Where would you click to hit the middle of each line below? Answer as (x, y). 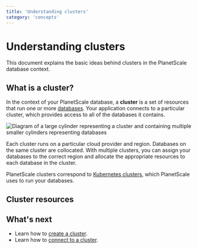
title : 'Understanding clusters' (47, 12)
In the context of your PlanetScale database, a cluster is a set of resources (98, 102)
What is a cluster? (40, 87)
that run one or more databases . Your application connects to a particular (96, 108)
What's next (29, 220)
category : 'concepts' (33, 17)
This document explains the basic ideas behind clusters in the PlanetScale (97, 63)
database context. (28, 69)
